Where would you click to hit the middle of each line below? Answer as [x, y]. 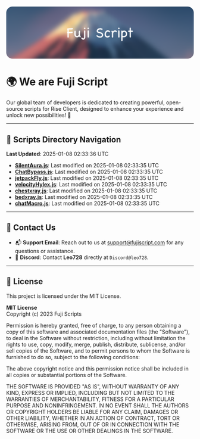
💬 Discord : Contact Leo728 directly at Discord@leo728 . [82, 257]
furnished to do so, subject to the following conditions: [73, 357]
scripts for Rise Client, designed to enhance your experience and [104, 109]
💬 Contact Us [31, 228]
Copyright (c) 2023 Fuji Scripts [44, 314]
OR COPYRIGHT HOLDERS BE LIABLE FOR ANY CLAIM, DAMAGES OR [92, 412]
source [15, 109]
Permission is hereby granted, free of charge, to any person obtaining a [94, 325]
